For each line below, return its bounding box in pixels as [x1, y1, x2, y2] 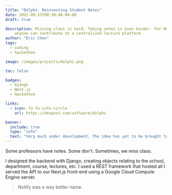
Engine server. [5, 174, 36, 180]
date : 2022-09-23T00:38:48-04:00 [5, 12, 77, 17]
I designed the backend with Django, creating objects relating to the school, [5, 158, 165, 164]
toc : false [5, 68, 29, 74]
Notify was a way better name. [17, 184, 83, 190]
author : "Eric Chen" [5, 36, 50, 41]
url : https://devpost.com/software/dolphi [14, 110, 106, 115]
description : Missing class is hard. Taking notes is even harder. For [5, 26, 161, 31]
